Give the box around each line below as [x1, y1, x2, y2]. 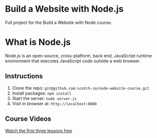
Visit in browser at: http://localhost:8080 [12, 100, 97, 106]
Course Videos [5, 115, 52, 123]
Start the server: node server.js [12, 95, 77, 101]
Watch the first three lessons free [5, 128, 72, 134]
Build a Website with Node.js [5, 3, 124, 15]
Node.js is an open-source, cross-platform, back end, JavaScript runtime [5, 53, 152, 59]
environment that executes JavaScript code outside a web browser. [5, 58, 140, 64]
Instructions [5, 72, 43, 80]
